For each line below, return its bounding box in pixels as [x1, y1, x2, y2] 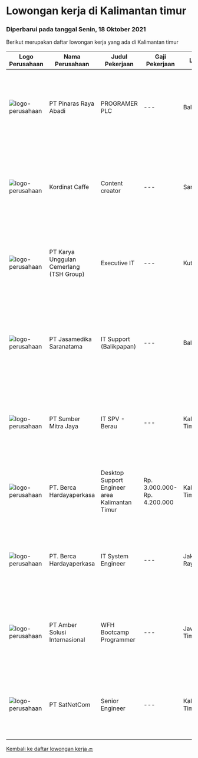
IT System [100, 552, 128, 561]
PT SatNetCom [49, 701, 91, 709]
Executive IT [100, 259, 135, 267]
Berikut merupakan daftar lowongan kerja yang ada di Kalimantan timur [6, 38, 179, 45]
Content [100, 179, 123, 187]
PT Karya [49, 248, 75, 256]
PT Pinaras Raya [49, 99, 94, 108]
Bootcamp [100, 628, 130, 636]
